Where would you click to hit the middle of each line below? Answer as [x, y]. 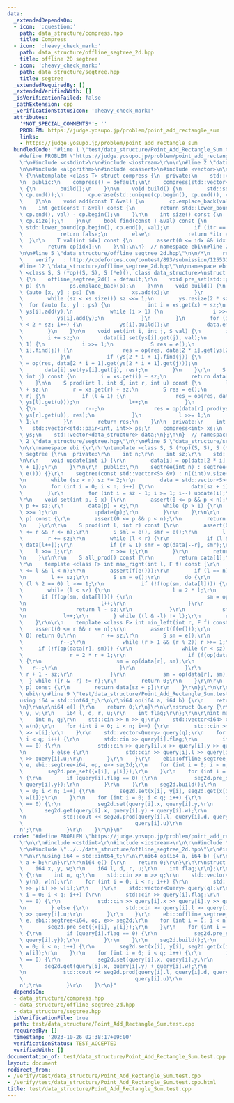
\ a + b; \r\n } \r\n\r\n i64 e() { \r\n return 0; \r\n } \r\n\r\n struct [123, 862]
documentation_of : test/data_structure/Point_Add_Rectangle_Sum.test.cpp [117, 1056]
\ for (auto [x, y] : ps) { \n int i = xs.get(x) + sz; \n [123, 305]
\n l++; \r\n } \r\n [112, 603]
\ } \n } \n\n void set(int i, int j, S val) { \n [110, 331]
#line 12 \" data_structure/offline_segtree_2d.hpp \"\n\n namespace [118, 266]
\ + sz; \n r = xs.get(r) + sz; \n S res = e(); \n [114, 389]
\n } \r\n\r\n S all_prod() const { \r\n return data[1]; [123, 558]
